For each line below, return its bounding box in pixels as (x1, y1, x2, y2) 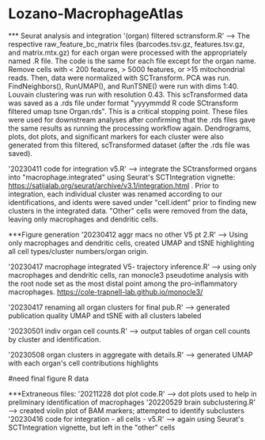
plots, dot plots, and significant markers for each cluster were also (8, 131, 224, 141)
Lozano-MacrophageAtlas (8, 5, 184, 23)
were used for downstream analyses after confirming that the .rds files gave (8, 115, 256, 124)
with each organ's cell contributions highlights (8, 358, 159, 368)
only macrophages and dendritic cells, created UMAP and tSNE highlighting (8, 238, 255, 248)
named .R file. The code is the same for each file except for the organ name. (8, 56, 257, 66)
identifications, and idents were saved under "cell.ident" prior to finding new (8, 197, 257, 207)
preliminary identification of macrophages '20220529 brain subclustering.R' (8, 397, 256, 407)
